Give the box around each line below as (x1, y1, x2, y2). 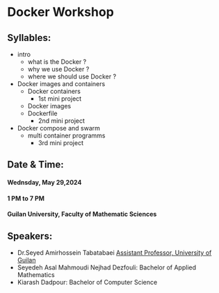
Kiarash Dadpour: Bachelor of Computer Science (17, 278, 158, 286)
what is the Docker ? (27, 58, 87, 66)
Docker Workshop (7, 4, 115, 20)
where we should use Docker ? (27, 72, 117, 81)
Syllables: (7, 32, 51, 44)
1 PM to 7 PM (7, 194, 45, 202)
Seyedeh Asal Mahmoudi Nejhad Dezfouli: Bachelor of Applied (17, 263, 197, 271)
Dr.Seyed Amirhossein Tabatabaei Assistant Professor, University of (17, 248, 212, 257)
